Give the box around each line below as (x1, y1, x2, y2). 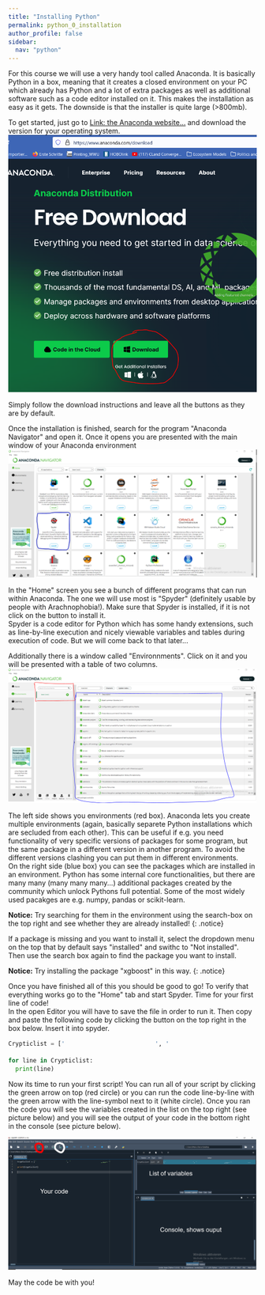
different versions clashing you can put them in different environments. (8, 853, 239, 862)
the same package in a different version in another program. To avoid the (8, 845, 245, 854)
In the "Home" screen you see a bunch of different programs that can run (8, 585, 247, 595)
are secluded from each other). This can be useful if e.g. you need (8, 827, 224, 838)
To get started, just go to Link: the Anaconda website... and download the (8, 118, 247, 127)
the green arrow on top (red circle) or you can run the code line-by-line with (8, 1088, 255, 1097)
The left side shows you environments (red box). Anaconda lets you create (8, 811, 251, 820)
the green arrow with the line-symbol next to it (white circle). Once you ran (8, 1096, 251, 1105)
